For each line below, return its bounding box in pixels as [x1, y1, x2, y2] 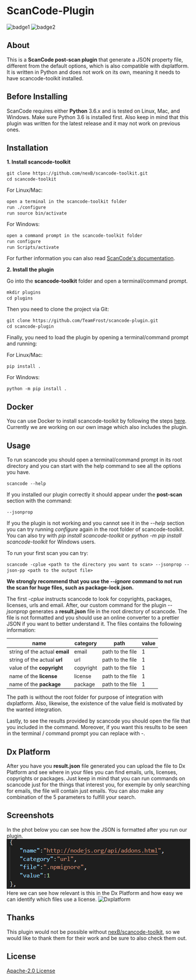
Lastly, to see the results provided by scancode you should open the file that [6, 717, 191, 724]
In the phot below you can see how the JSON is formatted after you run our [6, 826, 187, 833]
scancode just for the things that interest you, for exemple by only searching [6, 781, 190, 788]
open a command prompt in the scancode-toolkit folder [6, 233, 143, 239]
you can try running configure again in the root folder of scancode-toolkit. [6, 526, 184, 533]
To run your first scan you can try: [6, 550, 89, 556]
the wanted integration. [6, 706, 63, 713]
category [74, 639, 97, 646]
